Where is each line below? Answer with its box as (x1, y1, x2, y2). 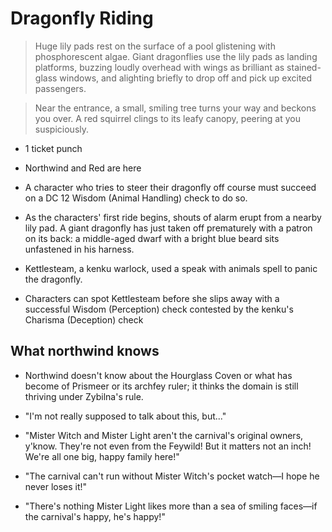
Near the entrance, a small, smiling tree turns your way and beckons (34, 102, 317, 114)
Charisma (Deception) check (24, 313, 144, 326)
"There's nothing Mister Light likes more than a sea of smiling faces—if (24, 500, 318, 512)
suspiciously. (34, 123, 90, 135)
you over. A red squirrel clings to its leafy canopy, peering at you (34, 112, 301, 124)
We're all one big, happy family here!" (24, 450, 180, 462)
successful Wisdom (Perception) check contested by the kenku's (24, 303, 294, 315)
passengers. (34, 82, 87, 94)
